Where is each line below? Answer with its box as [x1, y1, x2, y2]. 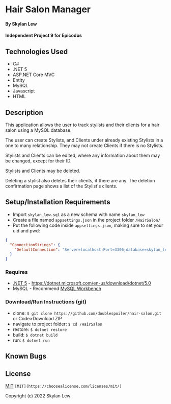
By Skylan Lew [5, 20, 37, 27]
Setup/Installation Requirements [5, 198, 110, 206]
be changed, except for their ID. [5, 158, 72, 164]
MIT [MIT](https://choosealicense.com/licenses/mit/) [5, 383, 122, 389]
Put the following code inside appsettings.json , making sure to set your [12, 222, 164, 228]
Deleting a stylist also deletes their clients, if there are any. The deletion [5, 178, 155, 183]
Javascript [12, 88, 35, 94]
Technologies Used [5, 47, 68, 56]
